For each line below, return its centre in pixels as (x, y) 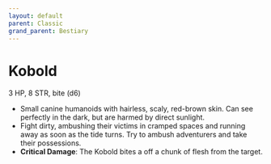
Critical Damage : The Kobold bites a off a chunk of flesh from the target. (141, 152)
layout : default (36, 16)
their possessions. (51, 143)
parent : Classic (36, 23)
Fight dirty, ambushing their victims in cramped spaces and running (133, 126)
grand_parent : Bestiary (49, 31)
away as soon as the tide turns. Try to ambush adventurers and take (133, 135)
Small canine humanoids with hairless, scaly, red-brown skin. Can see (136, 109)
